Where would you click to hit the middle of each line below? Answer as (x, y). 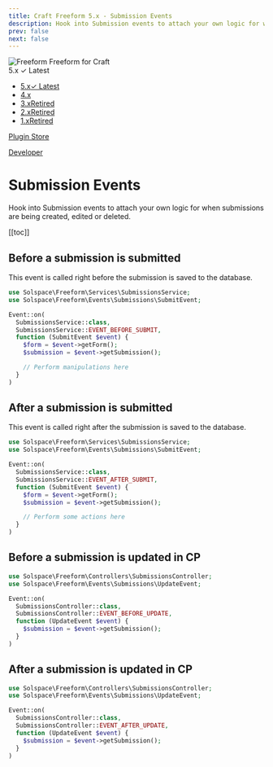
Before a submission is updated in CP (105, 557)
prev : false (28, 31)
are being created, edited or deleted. (70, 217)
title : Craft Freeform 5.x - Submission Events (91, 16)
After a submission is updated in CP (101, 670)
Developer (26, 152)
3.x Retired (37, 103)
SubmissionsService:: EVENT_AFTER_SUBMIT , (87, 480)
